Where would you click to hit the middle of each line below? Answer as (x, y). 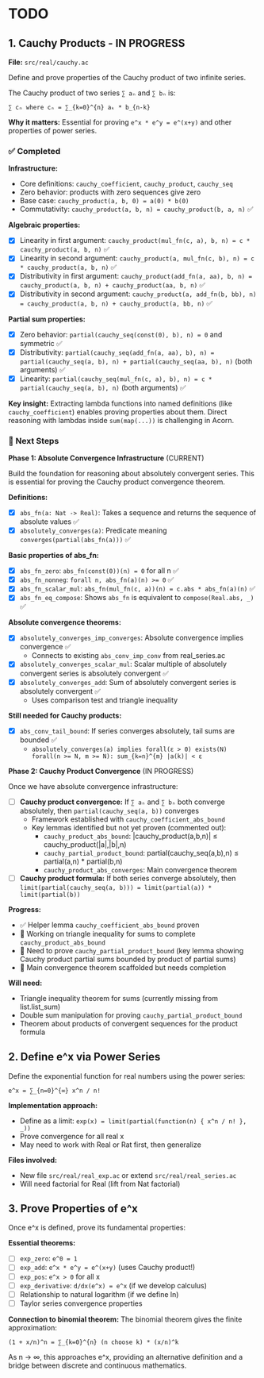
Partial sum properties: (47, 319)
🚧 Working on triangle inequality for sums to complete (107, 933)
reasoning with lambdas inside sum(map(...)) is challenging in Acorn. (121, 420)
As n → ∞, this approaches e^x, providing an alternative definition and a (126, 1357)
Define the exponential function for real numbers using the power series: (127, 1076)
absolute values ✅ (49, 522)
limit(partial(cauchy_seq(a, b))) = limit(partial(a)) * (116, 887)
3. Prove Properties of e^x (73, 1209)
